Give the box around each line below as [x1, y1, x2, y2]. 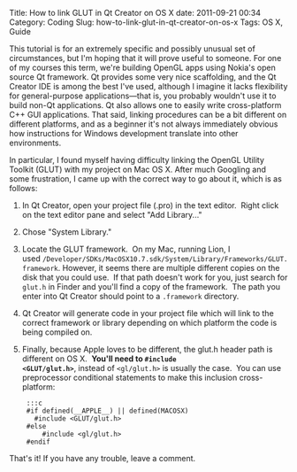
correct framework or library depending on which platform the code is [21, 318, 278, 328]
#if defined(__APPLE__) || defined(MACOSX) [26, 406, 189, 415]
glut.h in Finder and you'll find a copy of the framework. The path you [21, 282, 281, 291]
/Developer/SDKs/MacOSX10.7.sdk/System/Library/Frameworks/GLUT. [42, 255, 288, 264]
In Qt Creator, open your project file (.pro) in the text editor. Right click [21, 200, 279, 211]
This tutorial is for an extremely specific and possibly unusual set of [9, 43, 256, 54]
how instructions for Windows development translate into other [9, 128, 239, 138]
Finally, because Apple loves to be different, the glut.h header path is [21, 344, 273, 354]
